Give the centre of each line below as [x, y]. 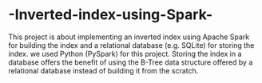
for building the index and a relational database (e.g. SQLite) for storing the [131, 45]
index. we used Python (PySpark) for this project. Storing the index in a [125, 53]
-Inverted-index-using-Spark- [111, 15]
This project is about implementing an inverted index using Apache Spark [129, 37]
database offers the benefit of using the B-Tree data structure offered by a [131, 62]
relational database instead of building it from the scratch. [103, 70]
